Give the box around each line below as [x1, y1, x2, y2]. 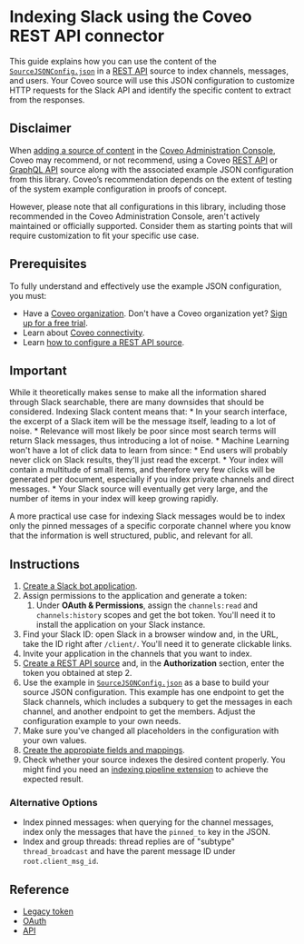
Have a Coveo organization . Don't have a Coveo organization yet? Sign [22, 307, 288, 319]
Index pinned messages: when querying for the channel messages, [22, 817, 274, 828]
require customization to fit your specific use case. [9, 230, 200, 241]
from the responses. [9, 94, 85, 105]
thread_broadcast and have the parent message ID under [22, 846, 236, 857]
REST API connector [9, 25, 165, 46]
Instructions [9, 556, 80, 571]
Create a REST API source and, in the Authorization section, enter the [22, 658, 285, 669]
